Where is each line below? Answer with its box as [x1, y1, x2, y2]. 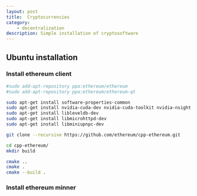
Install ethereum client [6, 70, 72, 78]
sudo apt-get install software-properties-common [6, 99, 131, 105]
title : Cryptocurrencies [6, 14, 70, 20]
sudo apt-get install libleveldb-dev [6, 110, 99, 117]
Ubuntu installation [6, 52, 78, 62]
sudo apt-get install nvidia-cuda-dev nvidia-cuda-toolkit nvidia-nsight [6, 105, 192, 111]
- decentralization [17, 25, 65, 31]
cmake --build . [6, 170, 46, 175]
